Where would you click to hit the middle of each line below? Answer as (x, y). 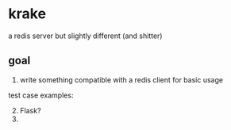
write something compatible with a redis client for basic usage (121, 79)
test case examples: (41, 95)
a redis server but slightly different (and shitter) (85, 36)
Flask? (30, 110)
